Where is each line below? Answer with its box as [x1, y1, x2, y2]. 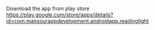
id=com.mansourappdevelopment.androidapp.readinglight [6, 18, 149, 24]
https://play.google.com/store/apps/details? [6, 11, 114, 18]
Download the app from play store [6, 5, 90, 12]
